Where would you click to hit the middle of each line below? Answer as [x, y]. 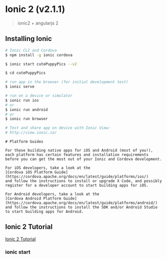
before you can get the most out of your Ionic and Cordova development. [84, 159]
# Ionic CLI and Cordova [31, 50]
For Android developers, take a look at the [52, 194]
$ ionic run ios [22, 100]
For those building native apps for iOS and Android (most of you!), [79, 150]
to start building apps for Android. [44, 211]
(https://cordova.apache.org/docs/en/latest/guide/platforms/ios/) [77, 176]
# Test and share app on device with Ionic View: [58, 128]
